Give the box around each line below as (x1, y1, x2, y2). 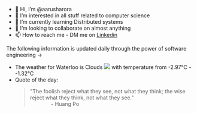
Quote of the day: (14, 76, 59, 83)
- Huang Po (50, 101, 80, 107)
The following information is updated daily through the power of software (6, 45, 187, 52)
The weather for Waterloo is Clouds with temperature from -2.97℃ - (14, 64, 192, 71)
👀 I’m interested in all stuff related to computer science (14, 12, 150, 19)
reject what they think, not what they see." (29, 94, 134, 101)
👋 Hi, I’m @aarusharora (14, 6, 72, 12)
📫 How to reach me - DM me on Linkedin (14, 32, 118, 38)
